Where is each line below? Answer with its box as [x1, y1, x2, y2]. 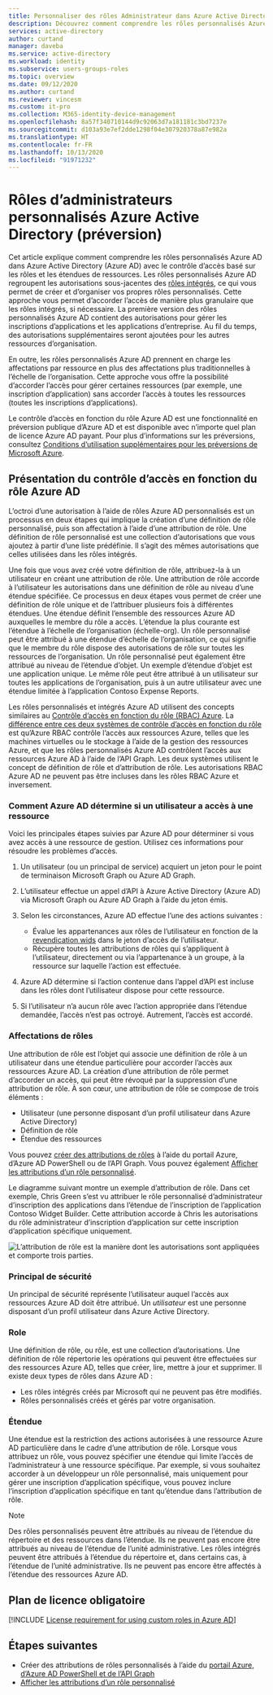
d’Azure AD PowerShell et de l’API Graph [19, 1669, 155, 1679]
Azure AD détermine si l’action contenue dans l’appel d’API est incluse [19, 977, 254, 987]
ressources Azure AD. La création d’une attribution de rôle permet [8, 1066, 229, 1075]
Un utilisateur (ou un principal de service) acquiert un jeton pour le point [19, 862, 262, 872]
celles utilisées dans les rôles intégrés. [8, 550, 138, 558]
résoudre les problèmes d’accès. [8, 846, 118, 856]
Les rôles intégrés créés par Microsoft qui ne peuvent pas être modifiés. [19, 1387, 262, 1397]
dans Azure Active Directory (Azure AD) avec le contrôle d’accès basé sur [8, 261, 256, 271]
